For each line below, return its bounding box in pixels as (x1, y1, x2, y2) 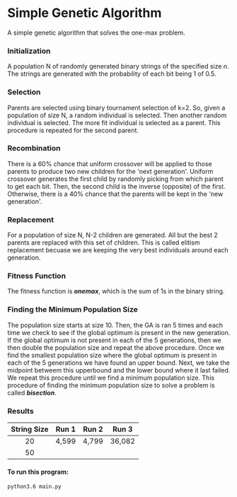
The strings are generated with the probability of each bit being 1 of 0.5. (7, 69, 217, 78)
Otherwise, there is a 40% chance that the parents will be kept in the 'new (7, 189, 224, 198)
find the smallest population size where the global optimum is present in (7, 351, 217, 359)
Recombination (7, 144, 61, 153)
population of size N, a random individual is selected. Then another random (7, 111, 227, 119)
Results (7, 406, 34, 416)
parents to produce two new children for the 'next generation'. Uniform (7, 167, 214, 175)
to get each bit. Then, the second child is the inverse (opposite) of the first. (7, 182, 226, 190)
